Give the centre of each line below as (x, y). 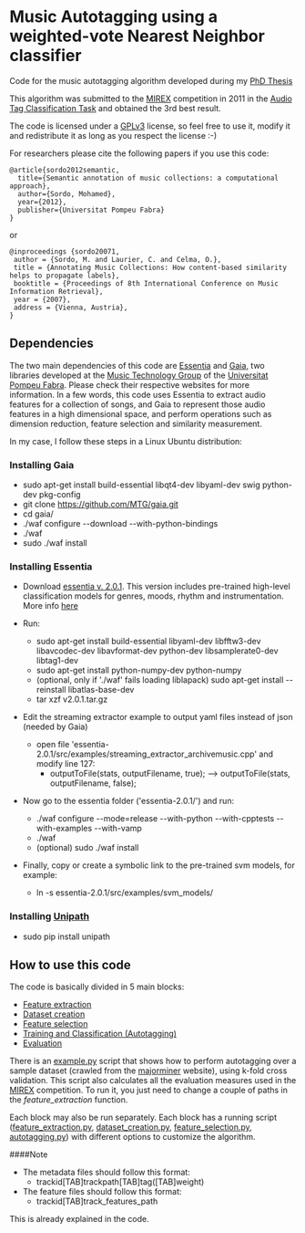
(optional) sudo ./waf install (87, 848)
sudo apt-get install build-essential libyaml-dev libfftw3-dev (148, 642)
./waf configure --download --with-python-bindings (120, 524)
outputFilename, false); (93, 783)
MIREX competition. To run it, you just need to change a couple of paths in (149, 1090)
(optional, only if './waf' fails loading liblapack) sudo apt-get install (160, 680)
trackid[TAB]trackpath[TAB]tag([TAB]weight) (120, 1182)
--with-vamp (118, 829)
